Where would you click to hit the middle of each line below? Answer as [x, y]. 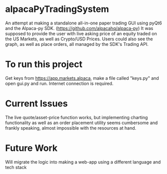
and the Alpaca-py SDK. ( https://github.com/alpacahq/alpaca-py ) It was [79, 28]
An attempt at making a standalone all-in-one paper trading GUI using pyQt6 [83, 23]
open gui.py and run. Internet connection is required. [59, 83]
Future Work [31, 148]
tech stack [16, 167]
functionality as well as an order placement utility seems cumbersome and [82, 123]
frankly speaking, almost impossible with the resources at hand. [71, 128]
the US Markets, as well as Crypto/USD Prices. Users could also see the [79, 39]
